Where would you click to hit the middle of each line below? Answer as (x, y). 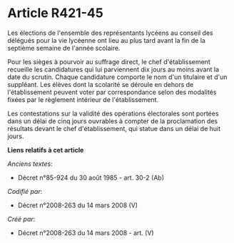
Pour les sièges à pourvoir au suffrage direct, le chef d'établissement (109, 61)
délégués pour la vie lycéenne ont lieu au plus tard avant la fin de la (106, 40)
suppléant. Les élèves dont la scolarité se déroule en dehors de (101, 84)
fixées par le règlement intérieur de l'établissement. (83, 99)
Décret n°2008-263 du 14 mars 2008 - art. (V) (86, 232)
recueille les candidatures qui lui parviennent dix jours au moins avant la (113, 69)
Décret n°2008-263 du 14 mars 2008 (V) (77, 205)
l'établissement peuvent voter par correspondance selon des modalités (112, 92)
